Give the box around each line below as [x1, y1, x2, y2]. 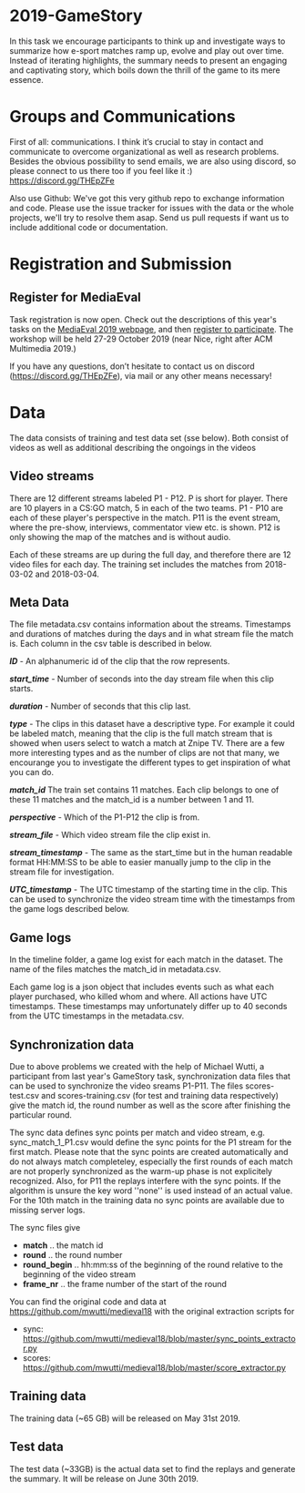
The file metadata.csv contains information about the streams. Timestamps [9, 619, 291, 629]
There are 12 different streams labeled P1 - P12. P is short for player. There [9, 493, 289, 504]
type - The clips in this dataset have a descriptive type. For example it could [9, 719, 296, 730]
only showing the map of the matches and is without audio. [9, 531, 231, 542]
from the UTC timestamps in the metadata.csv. [9, 1010, 185, 1021]
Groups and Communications [9, 107, 236, 128]
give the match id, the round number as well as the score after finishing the [9, 1099, 291, 1111]
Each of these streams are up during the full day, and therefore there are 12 [9, 548, 291, 560]
